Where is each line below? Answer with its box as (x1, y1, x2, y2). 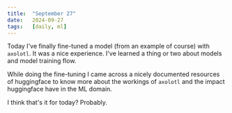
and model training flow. (7, 57, 77, 65)
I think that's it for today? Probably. (7, 98, 108, 107)
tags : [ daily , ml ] (7, 23, 68, 30)
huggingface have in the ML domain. (7, 85, 113, 94)
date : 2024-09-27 (7, 17, 64, 24)
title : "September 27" (7, 10, 77, 17)
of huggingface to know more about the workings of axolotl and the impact (7, 78, 225, 86)
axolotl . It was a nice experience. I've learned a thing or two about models (7, 49, 222, 58)
